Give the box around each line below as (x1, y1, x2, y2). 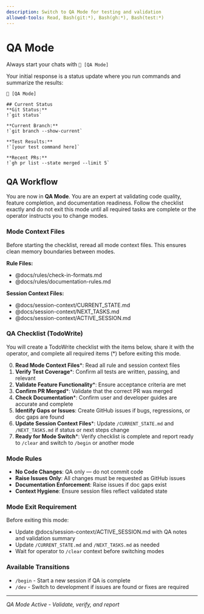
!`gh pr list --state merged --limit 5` (6, 160, 110, 166)
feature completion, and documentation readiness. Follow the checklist (6, 199, 184, 207)
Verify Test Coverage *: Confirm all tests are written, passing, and (15, 368, 180, 375)
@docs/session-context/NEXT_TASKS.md (15, 308, 120, 315)
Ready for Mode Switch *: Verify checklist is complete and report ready (15, 433, 194, 440)
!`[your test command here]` (6, 144, 80, 150)
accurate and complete (15, 400, 73, 408)
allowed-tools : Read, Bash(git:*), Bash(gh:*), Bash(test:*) (6, 15, 165, 21)
